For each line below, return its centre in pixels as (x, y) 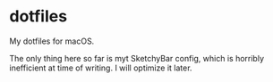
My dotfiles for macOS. (52, 41)
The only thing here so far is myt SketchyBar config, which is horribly (136, 58)
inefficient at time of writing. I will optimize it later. (101, 68)
